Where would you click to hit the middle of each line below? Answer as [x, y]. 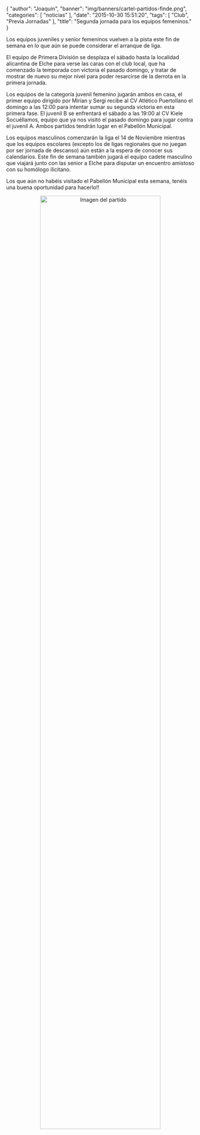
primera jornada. [27, 83]
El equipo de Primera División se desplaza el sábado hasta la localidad [93, 57]
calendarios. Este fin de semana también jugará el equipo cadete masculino [99, 157]
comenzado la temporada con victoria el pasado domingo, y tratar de [91, 70]
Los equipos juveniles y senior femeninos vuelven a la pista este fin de [93, 39]
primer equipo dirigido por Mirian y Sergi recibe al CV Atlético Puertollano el [99, 101]
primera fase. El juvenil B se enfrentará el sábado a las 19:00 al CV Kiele [95, 113]
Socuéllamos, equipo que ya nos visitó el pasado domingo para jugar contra [100, 120]
